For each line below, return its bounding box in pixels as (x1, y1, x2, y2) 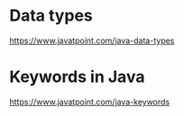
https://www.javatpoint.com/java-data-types (9, 35, 175, 46)
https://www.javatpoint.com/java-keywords (9, 96, 170, 107)
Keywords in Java (9, 67, 145, 87)
